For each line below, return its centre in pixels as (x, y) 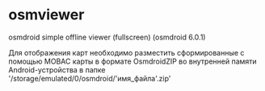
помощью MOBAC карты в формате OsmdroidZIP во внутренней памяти (132, 61)
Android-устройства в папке (57, 69)
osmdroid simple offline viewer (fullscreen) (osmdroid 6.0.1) (107, 37)
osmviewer (46, 15)
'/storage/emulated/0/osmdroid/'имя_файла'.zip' (90, 78)
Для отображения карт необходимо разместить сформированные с (126, 52)
